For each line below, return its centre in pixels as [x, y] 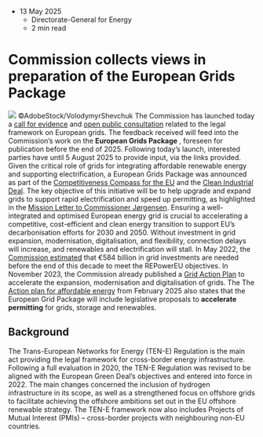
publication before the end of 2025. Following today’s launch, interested [124, 149]
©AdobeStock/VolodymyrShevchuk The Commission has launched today [136, 115]
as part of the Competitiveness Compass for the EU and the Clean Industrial [131, 182]
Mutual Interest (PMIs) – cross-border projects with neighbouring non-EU [126, 417]
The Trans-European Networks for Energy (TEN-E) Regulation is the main [127, 351]
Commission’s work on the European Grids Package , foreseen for [116, 140]
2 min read [49, 28]
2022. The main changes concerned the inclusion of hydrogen [109, 384]
